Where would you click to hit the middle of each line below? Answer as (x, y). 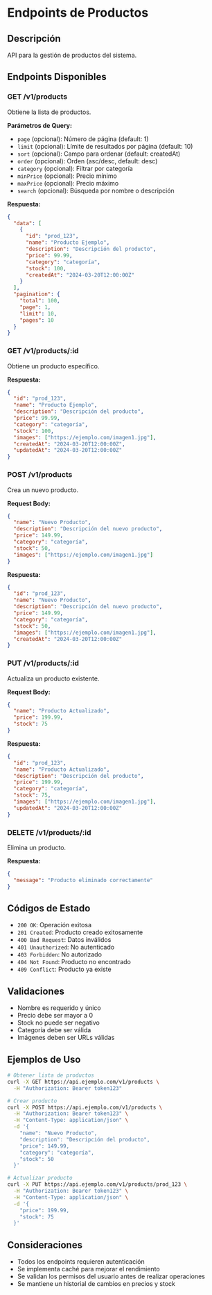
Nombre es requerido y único (59, 1008)
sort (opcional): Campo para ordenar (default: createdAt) (99, 154)
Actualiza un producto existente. (53, 678)
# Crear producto (32, 1101)
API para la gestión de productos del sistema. (72, 55)
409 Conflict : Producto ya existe (64, 969)
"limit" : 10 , (38, 313)
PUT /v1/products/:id (43, 663)
